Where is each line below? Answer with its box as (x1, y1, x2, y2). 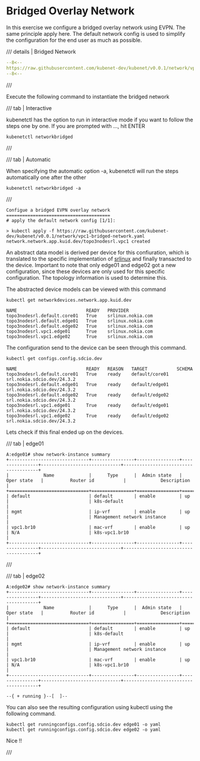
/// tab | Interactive (6, 104, 52, 111)
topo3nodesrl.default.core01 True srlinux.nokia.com (6, 312, 153, 319)
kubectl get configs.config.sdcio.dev (6, 355, 102, 361)
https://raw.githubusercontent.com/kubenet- (57, 228, 169, 234)
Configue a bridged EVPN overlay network (6, 207, 111, 213)
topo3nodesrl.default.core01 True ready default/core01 (6, 371, 169, 377)
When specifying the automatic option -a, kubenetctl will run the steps (6, 167, 179, 174)
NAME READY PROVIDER (6, 308, 129, 314)
